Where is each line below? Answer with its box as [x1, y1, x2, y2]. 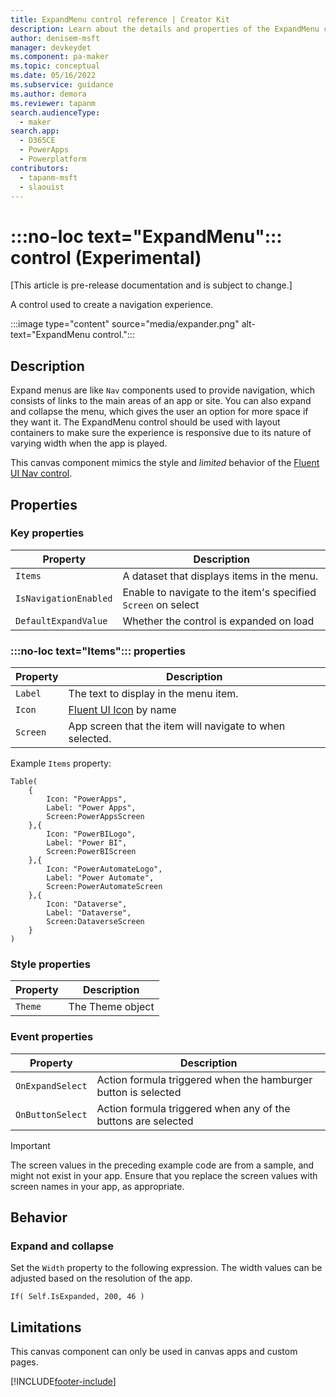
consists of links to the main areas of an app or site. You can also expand [10, 395, 312, 407]
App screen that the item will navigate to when [68, 719, 286, 733]
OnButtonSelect [15, 1109, 88, 1120]
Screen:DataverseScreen [46, 917, 145, 927]
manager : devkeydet [10, 42, 92, 53]
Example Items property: [10, 757, 112, 770]
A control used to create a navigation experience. [10, 299, 214, 311]
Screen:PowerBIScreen [46, 847, 137, 857]
